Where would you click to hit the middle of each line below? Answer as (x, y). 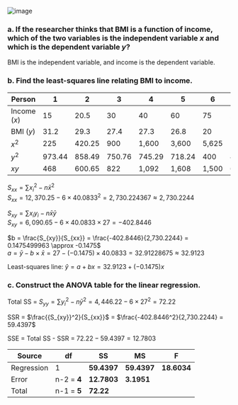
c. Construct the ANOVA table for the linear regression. (104, 285)
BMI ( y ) (23, 131)
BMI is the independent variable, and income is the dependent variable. (111, 62)
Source (30, 355)
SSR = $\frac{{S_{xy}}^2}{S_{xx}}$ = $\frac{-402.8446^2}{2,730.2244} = (115, 317)
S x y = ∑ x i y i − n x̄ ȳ (32, 214)
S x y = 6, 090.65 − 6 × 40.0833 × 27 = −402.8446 (80, 223)
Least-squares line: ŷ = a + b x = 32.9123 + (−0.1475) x (86, 266)
